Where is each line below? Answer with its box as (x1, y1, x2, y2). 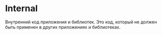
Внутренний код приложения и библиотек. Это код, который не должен (5, 19, 157, 25)
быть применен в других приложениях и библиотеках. (5, 24, 121, 30)
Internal (5, 3, 38, 14)
